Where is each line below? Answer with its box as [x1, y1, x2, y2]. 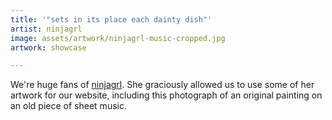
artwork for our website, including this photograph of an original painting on [10, 89, 323, 101]
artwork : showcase [10, 42, 87, 53]
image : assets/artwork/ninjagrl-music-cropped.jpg [10, 33, 226, 43]
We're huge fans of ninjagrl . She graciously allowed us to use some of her [10, 79, 315, 91]
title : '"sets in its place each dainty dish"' [10, 14, 213, 25]
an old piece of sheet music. [10, 100, 127, 112]
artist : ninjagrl [10, 24, 83, 34]
